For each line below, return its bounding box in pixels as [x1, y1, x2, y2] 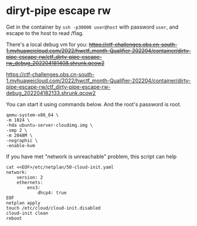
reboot [6, 215, 22, 221]
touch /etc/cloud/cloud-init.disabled [6, 205, 101, 211]
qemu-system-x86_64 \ [6, 112, 59, 118]
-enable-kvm [6, 142, 35, 148]
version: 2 [16, 174, 43, 180]
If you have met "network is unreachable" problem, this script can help [6, 153, 177, 160]
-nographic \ [6, 137, 38, 144]
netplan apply [6, 200, 41, 206]
